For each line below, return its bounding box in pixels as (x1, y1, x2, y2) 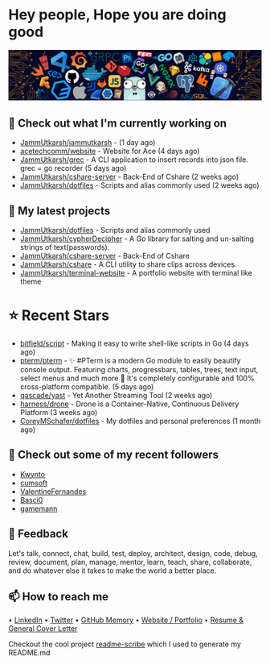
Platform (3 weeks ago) (19, 407, 98, 417)
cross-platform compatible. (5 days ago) (19, 381, 154, 392)
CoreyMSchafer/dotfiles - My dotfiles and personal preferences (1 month (19, 416, 261, 425)
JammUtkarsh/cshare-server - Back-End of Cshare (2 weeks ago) (19, 172, 239, 182)
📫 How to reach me (8, 590, 109, 604)
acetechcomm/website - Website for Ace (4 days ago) (19, 147, 200, 156)
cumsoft (19, 478, 48, 488)
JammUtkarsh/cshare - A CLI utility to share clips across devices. (19, 259, 237, 269)
